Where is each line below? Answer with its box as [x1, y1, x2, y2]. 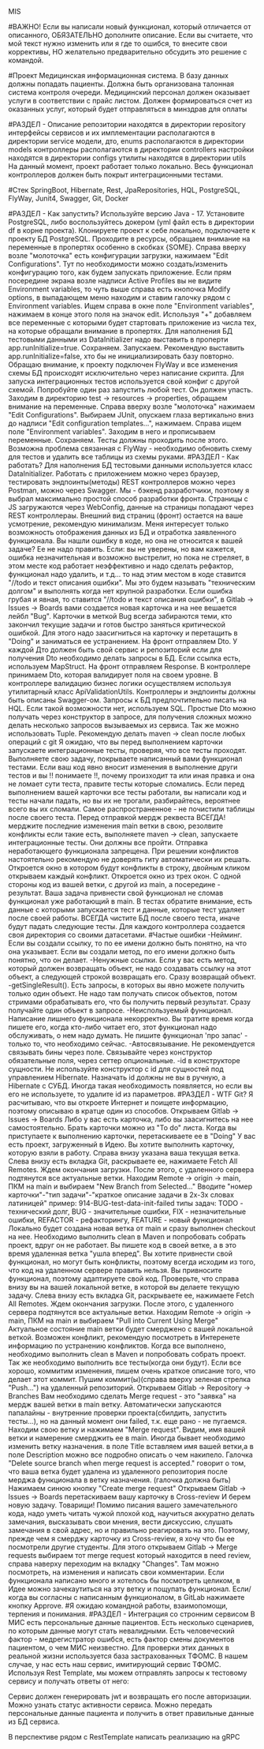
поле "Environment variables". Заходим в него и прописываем [8, 427, 216, 436]
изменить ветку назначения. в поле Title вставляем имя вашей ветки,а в [8, 1442, 254, 1451]
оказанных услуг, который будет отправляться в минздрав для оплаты [8, 104, 247, 114]
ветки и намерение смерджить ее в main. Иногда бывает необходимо [8, 1433, 246, 1443]
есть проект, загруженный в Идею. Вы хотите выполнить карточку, [8, 1140, 235, 1149]
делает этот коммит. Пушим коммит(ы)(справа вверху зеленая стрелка [8, 1375, 251, 1384]
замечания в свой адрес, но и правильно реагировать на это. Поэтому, [8, 1526, 251, 1534]
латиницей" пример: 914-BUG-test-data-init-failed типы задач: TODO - [8, 1199, 244, 1208]
